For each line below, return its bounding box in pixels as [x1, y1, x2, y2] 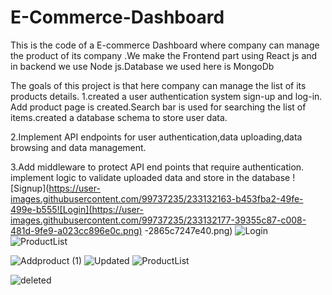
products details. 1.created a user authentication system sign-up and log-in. [10, 90, 323, 102]
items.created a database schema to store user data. [10, 111, 228, 123]
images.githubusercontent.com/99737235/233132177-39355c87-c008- [10, 214, 307, 226]
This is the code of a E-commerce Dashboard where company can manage [10, 39, 320, 51]
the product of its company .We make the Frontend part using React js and [10, 49, 318, 61]
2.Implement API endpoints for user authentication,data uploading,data [10, 131, 303, 143]
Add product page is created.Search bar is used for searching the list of [10, 101, 307, 113]
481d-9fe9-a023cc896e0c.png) [10, 224, 143, 236]
